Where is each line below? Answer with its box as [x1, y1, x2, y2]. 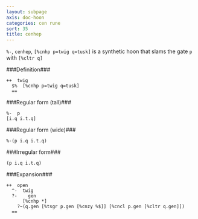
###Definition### [6, 66, 51, 73]
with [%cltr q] [6, 54, 43, 62]
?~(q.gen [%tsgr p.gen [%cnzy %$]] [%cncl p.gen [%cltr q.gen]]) [17, 203, 185, 210]
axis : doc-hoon [6, 14, 45, 21]
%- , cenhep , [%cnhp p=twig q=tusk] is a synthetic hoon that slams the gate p [6, 48, 193, 55]
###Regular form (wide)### [6, 126, 76, 133]
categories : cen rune [6, 20, 61, 26]
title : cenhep [6, 31, 42, 37]
